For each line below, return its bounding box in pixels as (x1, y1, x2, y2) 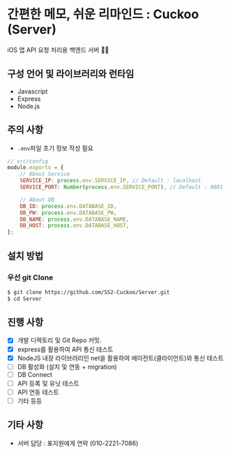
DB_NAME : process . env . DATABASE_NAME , (20, 216, 130, 223)
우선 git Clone (7, 272, 54, 282)
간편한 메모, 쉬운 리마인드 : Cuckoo (7, 6, 199, 22)
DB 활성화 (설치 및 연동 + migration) (17, 363, 117, 371)
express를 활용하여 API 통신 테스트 (17, 345, 114, 353)
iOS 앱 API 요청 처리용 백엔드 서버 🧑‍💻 (7, 45, 110, 54)
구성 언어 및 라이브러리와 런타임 (7, 68, 135, 80)
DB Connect (17, 370, 52, 379)
